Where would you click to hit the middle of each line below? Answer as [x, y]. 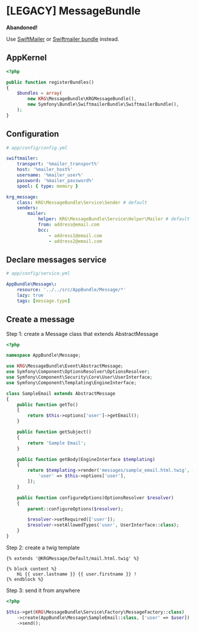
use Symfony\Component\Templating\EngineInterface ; [71, 382]
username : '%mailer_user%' [50, 175]
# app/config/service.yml [38, 273]
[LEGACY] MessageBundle [73, 11]
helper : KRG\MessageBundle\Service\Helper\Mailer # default [114, 219]
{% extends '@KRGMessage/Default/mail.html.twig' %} [73, 558]
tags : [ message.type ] [43, 301]
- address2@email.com [75, 241]
